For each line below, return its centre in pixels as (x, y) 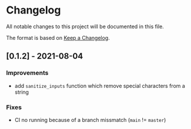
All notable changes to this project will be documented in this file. (85, 26)
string (22, 92)
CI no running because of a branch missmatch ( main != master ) (90, 120)
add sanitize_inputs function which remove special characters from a (100, 86)
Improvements (27, 73)
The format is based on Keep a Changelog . (58, 38)
